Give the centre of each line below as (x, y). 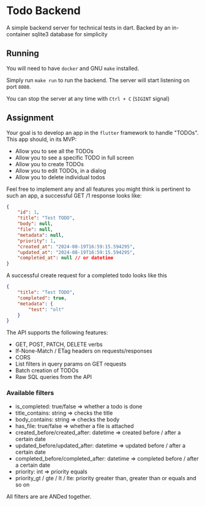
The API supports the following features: (57, 332)
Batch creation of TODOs (47, 370)
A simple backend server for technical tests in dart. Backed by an (88, 28)
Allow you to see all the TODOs (54, 151)
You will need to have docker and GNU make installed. (73, 68)
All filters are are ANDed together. (49, 496)
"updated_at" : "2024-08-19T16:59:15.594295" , (76, 252)
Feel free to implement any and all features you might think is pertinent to (99, 189)
